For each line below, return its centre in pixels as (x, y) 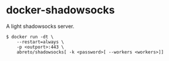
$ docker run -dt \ (30, 37)
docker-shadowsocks (60, 10)
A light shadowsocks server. (40, 26)
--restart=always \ (40, 42)
